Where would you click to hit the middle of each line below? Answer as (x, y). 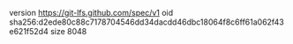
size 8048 (68, 31)
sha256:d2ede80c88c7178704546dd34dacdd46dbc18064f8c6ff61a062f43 (146, 22)
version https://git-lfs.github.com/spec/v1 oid (91, 13)
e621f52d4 (29, 31)
